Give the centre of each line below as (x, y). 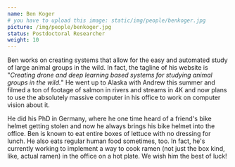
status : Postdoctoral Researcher (56, 33)
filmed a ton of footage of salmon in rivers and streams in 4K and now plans (117, 90)
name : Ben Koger (31, 14)
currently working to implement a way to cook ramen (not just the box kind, (116, 149)
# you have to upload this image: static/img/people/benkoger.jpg (107, 20)
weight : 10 (23, 40)
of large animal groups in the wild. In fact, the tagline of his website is (108, 68)
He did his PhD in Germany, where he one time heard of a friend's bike (110, 119)
